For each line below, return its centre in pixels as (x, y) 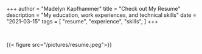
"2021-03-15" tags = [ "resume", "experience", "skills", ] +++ (82, 21)
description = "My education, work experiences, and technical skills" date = (101, 15)
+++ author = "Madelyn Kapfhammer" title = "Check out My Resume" (93, 9)
